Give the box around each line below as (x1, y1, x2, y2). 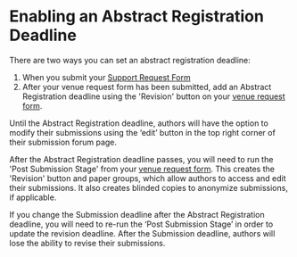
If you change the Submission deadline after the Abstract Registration (9, 209, 265, 220)
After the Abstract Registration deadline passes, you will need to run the (9, 153, 274, 164)
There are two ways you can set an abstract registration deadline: (9, 54, 252, 65)
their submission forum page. (9, 137, 118, 147)
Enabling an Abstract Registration (9, 6, 265, 27)
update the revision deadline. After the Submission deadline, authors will (9, 228, 276, 238)
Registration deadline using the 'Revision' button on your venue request (21, 91, 285, 102)
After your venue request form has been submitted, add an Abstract (21, 81, 272, 92)
